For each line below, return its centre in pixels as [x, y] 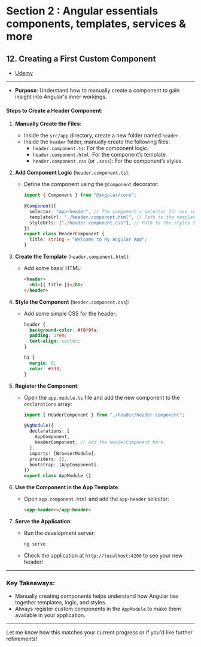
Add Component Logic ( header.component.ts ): [72, 173]
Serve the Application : [43, 522]
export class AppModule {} [57, 476]
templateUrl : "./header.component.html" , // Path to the [102, 217]
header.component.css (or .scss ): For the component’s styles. [108, 161]
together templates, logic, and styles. [60, 603]
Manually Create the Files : [48, 124]
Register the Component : [47, 386]
